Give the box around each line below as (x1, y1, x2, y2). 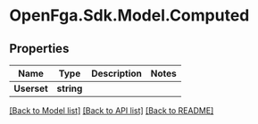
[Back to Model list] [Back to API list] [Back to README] (9, 105, 214, 116)
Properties (9, 41, 70, 56)
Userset (13, 82, 49, 95)
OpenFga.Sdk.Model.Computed (9, 5, 250, 26)
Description (90, 68, 143, 79)
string (56, 82, 83, 95)
